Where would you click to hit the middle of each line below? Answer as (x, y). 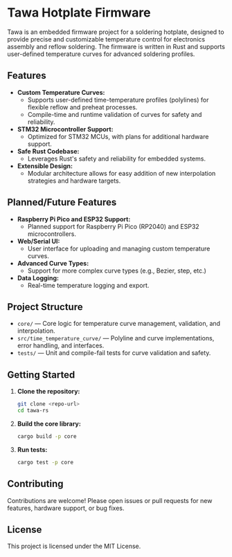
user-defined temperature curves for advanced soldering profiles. (101, 54)
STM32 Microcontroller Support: (65, 129)
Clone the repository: (48, 392)
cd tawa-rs (33, 411)
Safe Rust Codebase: (48, 151)
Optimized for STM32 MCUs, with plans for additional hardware (118, 136)
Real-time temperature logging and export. (88, 285)
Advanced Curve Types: (53, 263)
